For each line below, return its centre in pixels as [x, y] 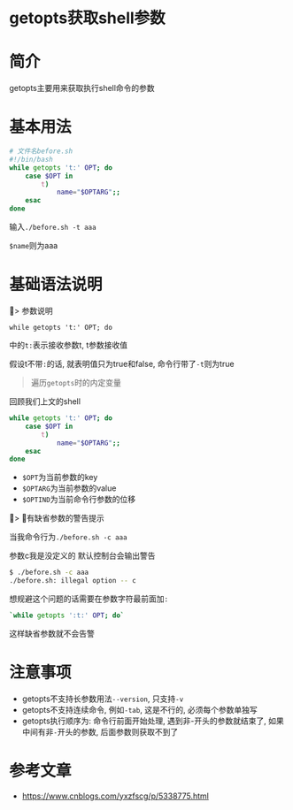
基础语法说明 [56, 285]
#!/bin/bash [31, 159]
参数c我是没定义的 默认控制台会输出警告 [82, 556]
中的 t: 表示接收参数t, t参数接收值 [69, 345]
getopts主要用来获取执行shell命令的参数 [82, 88]
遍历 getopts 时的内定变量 [76, 382]
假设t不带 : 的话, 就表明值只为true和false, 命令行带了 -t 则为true [122, 364]
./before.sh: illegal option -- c [73, 581]
